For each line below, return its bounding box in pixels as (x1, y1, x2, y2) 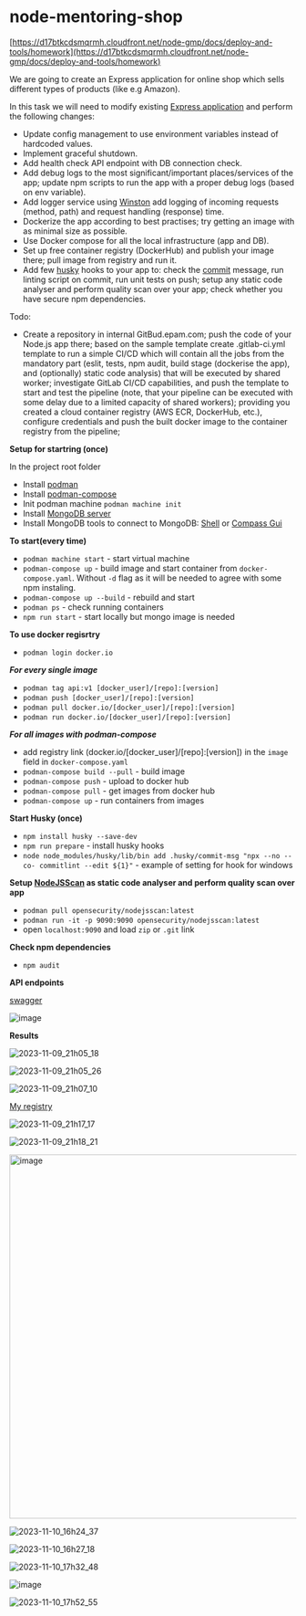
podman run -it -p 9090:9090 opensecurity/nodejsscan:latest (22, 916, 260, 925)
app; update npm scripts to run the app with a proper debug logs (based (22, 176, 294, 188)
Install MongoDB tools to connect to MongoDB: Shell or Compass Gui (22, 518, 282, 529)
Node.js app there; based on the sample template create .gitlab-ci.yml (22, 338, 286, 349)
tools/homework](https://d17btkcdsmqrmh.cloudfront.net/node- (9, 46, 250, 57)
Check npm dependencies (9, 941, 111, 952)
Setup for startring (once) (9, 443, 109, 454)
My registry (9, 1100, 53, 1111)
